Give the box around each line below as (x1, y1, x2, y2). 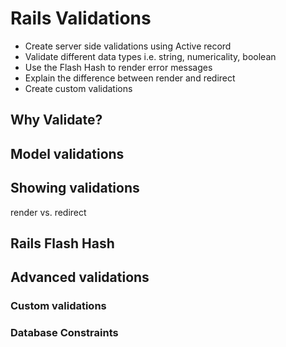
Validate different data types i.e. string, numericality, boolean (24, 50, 277, 62)
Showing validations (10, 180, 140, 197)
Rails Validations (10, 7, 152, 30)
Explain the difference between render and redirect (24, 72, 236, 84)
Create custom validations (24, 82, 133, 94)
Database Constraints (10, 326, 119, 340)
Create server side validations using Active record (24, 40, 232, 52)
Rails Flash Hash (10, 235, 115, 252)
